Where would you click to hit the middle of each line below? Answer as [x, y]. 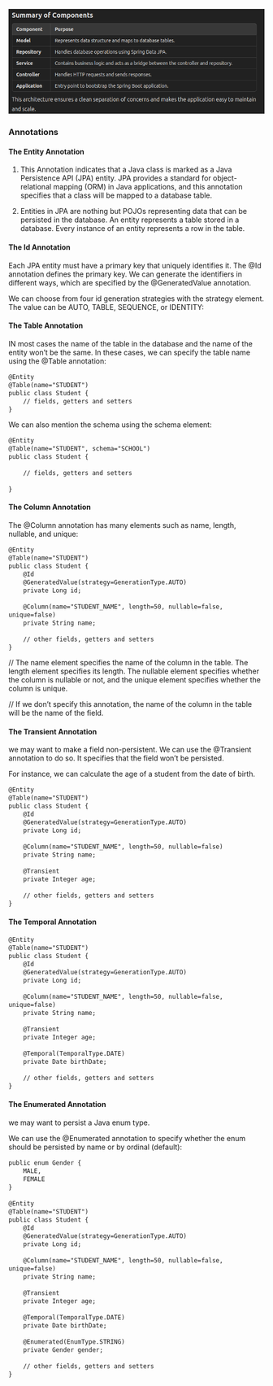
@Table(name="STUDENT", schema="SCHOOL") [80, 448]
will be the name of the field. [56, 713]
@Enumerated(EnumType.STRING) [74, 1342]
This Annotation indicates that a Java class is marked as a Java [126, 170]
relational [36, 187]
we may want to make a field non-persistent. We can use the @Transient [130, 750]
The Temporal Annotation [53, 922]
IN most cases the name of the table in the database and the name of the [131, 343]
